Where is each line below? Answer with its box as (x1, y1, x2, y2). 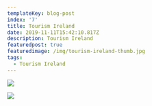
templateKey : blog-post (7, 10, 75, 17)
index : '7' (7, 16, 38, 23)
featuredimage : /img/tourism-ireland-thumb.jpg (7, 48, 146, 55)
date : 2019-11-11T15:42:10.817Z (7, 29, 99, 36)
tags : (7, 54, 23, 61)
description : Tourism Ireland (7, 35, 94, 42)
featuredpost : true (7, 41, 63, 48)
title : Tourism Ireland (7, 22, 75, 29)
